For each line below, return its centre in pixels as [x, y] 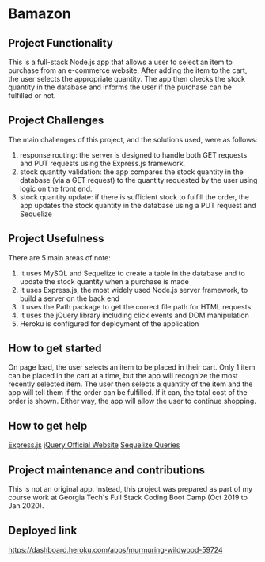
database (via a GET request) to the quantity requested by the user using [138, 180]
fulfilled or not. [32, 95]
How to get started [55, 349]
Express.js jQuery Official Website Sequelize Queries [94, 445]
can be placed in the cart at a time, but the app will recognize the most [123, 376]
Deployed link [43, 531]
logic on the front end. [56, 188]
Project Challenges [56, 121]
